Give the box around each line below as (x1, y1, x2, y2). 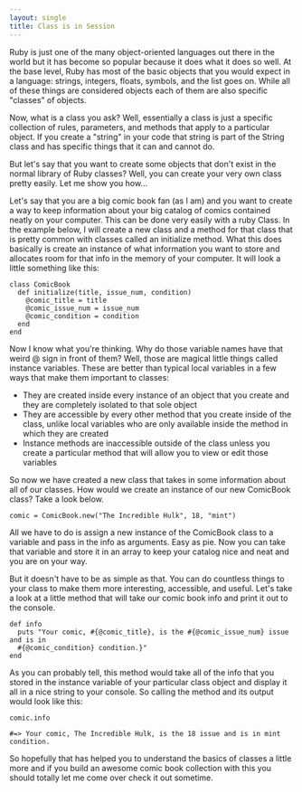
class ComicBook (9, 279, 71, 289)
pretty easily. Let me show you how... (9, 177, 147, 188)
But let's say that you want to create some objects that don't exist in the (9, 158, 277, 169)
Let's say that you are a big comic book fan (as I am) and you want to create (9, 195, 293, 206)
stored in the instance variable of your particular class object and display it (9, 676, 288, 687)
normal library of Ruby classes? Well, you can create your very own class (9, 168, 282, 179)
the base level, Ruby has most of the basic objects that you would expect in (9, 65, 291, 77)
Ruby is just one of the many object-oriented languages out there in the (9, 46, 276, 57)
